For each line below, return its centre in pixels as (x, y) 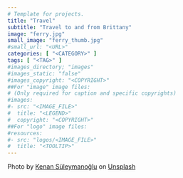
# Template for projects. (46, 14)
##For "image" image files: (49, 87)
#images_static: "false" (44, 73)
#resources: (25, 133)
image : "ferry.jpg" (36, 34)
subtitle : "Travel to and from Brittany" (70, 27)
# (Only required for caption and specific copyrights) (92, 93)
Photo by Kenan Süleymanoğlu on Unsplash (72, 167)
